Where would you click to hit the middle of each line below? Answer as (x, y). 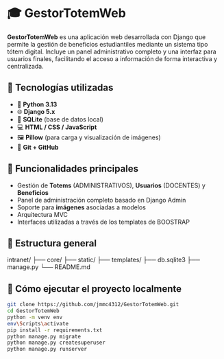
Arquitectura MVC (42, 214)
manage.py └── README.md (49, 267)
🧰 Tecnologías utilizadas (60, 88)
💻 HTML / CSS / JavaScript (57, 127)
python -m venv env (35, 317)
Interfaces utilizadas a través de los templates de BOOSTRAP (103, 222)
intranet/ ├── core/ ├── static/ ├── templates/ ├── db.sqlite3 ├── (104, 260)
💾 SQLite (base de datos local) (60, 119)
